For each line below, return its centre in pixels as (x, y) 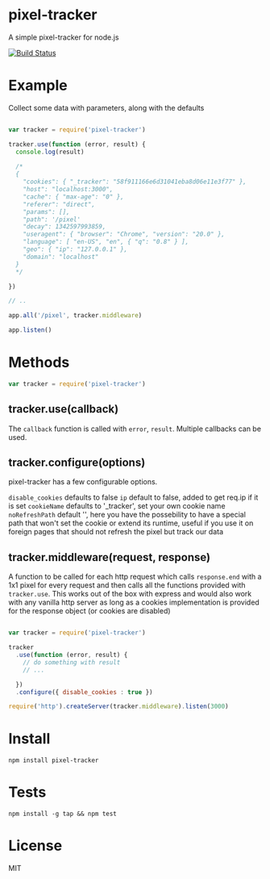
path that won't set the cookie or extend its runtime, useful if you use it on (131, 523)
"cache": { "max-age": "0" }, (74, 197)
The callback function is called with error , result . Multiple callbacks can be (135, 429)
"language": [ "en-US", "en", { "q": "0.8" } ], (106, 242)
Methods (39, 363)
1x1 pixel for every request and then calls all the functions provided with (127, 585)
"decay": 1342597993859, (64, 227)
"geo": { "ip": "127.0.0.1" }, (75, 249)
